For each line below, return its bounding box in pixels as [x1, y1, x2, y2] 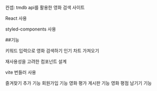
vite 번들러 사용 [5, 69, 37, 75]
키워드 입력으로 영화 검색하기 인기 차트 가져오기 [5, 48, 99, 53]
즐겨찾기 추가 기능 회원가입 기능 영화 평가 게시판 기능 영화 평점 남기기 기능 [5, 80, 152, 86]
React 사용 [5, 15, 27, 21]
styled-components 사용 [5, 26, 56, 32]
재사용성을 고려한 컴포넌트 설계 [5, 58, 67, 65]
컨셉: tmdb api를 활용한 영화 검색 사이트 [5, 5, 85, 10]
